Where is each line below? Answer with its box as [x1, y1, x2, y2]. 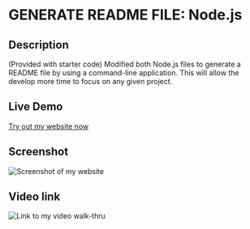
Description [8, 38, 69, 52]
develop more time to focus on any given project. [8, 77, 173, 86]
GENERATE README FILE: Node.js [8, 6, 243, 24]
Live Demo [8, 100, 63, 114]
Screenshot [8, 145, 69, 159]
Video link [8, 190, 61, 204]
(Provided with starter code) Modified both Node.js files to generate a [8, 59, 241, 69]
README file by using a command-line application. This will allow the [8, 68, 239, 78]
